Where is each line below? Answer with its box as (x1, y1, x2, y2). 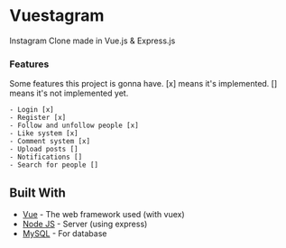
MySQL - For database (22, 228, 107, 239)
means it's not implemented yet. (9, 87, 129, 99)
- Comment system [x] (9, 137, 91, 146)
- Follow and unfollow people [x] (9, 121, 140, 131)
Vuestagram (9, 5, 105, 26)
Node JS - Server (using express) (22, 218, 148, 230)
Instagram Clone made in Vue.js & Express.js (9, 35, 176, 46)
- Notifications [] (9, 152, 83, 162)
